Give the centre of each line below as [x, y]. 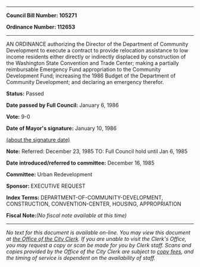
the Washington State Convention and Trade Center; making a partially [93, 63]
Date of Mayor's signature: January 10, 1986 [62, 128]
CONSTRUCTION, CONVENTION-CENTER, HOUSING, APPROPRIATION [94, 204]
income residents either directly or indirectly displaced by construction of [96, 57]
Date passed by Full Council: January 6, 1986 [62, 105]
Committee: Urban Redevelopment [49, 174]
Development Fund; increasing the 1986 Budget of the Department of [91, 76]
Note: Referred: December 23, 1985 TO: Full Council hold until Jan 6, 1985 [97, 151]
